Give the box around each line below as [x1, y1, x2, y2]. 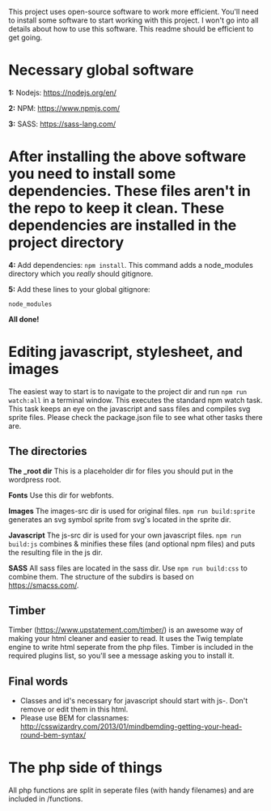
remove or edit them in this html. [19, 704, 129, 715]
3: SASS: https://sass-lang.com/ [8, 119, 116, 129]
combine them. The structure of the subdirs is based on [8, 571, 194, 581]
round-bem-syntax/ [19, 730, 87, 740]
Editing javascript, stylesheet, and [8, 343, 243, 361]
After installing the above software [8, 147, 247, 166]
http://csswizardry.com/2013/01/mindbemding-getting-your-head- [19, 722, 243, 732]
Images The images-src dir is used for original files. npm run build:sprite [8, 506, 256, 516]
